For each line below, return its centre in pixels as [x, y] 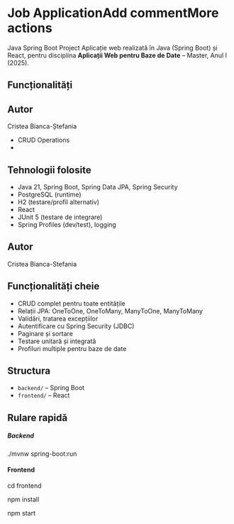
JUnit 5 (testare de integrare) [60, 217]
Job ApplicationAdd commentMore [113, 13]
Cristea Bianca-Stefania [42, 264]
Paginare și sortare [45, 333]
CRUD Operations [44, 140]
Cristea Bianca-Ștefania [42, 126]
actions [30, 28]
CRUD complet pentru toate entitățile [71, 303]
